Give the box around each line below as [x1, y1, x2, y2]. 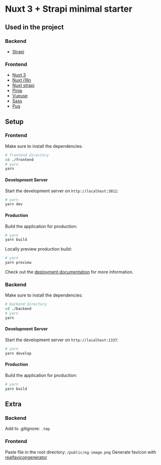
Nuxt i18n [12, 77, 32, 83]
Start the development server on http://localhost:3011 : [5, 187, 119, 194]
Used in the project [5, 23, 64, 31]
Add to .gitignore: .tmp [5, 426, 50, 432]
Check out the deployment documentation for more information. [5, 269, 134, 275]
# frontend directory [5, 153, 49, 158]
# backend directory [5, 302, 47, 307]
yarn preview [5, 260, 32, 265]
